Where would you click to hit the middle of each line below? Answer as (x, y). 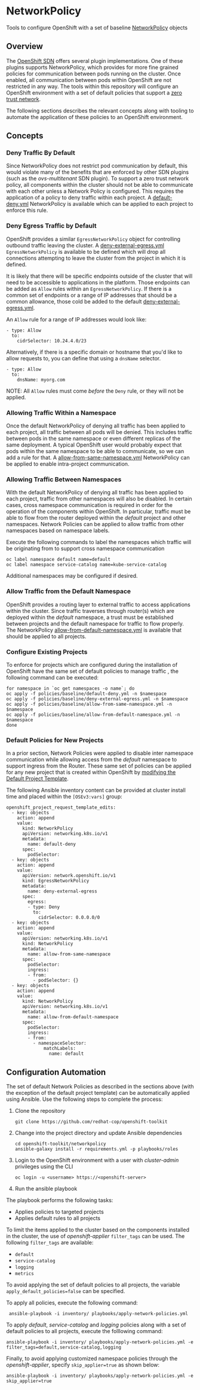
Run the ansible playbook (46, 1189)
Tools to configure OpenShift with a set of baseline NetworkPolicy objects (97, 28)
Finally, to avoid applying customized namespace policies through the (92, 1359)
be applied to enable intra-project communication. (68, 464)
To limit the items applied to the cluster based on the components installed (98, 1230)
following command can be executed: (52, 677)
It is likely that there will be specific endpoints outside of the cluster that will (99, 276)
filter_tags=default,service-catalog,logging (64, 1347)
